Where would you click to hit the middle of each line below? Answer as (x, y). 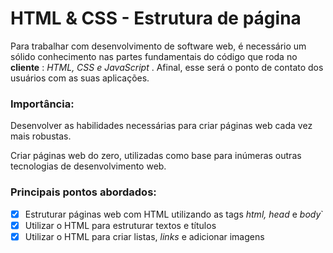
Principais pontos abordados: (83, 192)
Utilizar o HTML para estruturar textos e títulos (120, 225)
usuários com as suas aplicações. (80, 78)
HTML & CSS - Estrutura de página (156, 18)
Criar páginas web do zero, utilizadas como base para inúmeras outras (156, 156)
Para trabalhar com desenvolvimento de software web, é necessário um (158, 46)
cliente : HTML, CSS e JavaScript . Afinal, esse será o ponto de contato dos (167, 67)
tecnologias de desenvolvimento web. (88, 166)
